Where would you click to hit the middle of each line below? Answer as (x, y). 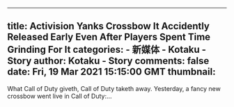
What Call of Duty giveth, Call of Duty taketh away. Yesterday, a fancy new (114, 88)
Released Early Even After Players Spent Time (109, 37)
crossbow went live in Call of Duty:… (60, 96)
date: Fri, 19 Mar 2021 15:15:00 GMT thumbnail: (111, 72)
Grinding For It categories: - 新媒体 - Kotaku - (107, 50)
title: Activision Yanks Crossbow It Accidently (109, 26)
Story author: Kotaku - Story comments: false (108, 61)
